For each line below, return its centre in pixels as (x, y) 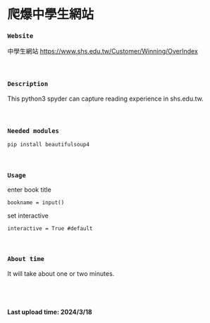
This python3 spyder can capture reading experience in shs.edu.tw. (105, 99)
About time (26, 259)
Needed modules (33, 131)
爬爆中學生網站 (51, 14)
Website (20, 36)
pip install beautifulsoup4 (49, 145)
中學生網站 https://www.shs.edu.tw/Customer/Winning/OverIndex (103, 51)
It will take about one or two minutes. (61, 273)
